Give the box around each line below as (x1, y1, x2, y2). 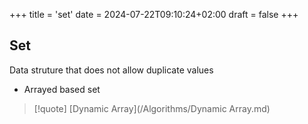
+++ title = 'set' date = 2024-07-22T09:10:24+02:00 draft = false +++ (9, 9, 299, 20)
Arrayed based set (23, 83, 101, 95)
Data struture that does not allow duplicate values (9, 64, 214, 76)
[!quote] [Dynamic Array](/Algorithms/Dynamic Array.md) (33, 102, 271, 114)
